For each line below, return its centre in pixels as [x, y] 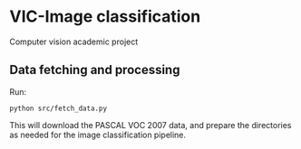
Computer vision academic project [74, 42]
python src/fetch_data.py [58, 108]
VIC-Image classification [105, 17]
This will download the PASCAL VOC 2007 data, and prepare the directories [150, 125]
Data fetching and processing [95, 70]
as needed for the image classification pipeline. [98, 135]
